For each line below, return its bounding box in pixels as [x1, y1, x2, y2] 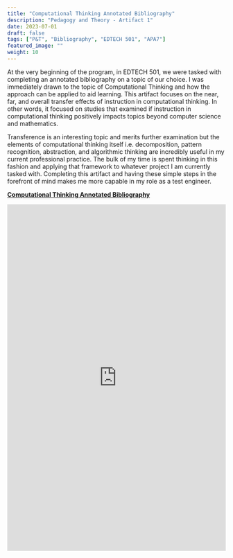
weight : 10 [7, 49, 39, 56]
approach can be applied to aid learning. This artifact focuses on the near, [7, 89, 219, 98]
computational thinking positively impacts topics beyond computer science [7, 112, 222, 120]
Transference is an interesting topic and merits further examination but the [7, 132, 220, 141]
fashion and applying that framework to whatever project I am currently [7, 162, 211, 171]
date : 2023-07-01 [7, 23, 58, 30]
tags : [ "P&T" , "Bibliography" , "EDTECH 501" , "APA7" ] [7, 36, 166, 43]
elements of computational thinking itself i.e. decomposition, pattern [7, 140, 202, 148]
